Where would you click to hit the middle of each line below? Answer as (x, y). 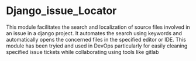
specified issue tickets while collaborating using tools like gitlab (82, 52)
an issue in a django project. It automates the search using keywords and (94, 33)
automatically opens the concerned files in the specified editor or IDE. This (96, 39)
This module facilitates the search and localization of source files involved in (98, 27)
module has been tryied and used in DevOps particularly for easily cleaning (97, 46)
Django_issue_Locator (61, 11)
